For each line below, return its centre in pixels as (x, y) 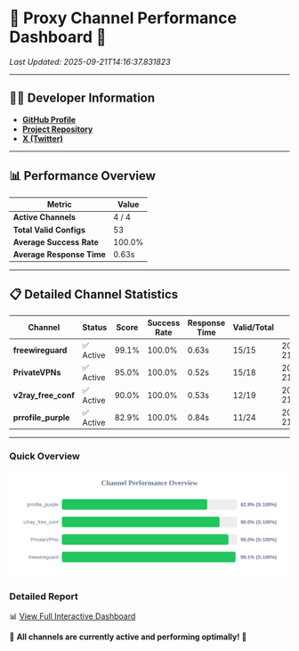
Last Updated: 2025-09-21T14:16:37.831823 (90, 61)
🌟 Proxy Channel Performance (123, 18)
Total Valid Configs (49, 230)
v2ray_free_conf (44, 395)
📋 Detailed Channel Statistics (94, 294)
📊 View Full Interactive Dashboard (73, 616)
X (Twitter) (43, 138)
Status (95, 328)
